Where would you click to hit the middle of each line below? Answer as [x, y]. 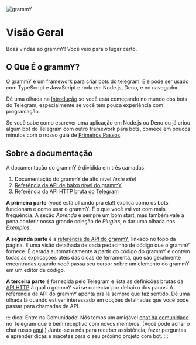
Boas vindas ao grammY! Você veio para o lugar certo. [72, 49]
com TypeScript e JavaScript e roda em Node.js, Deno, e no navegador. [93, 87]
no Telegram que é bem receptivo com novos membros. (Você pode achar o [98, 323]
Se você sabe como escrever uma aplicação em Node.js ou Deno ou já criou [98, 122]
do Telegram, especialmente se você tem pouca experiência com [85, 105]
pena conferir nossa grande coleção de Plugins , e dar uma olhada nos [91, 221]
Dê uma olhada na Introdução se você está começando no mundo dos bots [97, 99]
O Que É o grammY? [43, 67]
